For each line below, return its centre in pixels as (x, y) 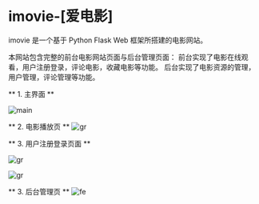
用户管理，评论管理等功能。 (54, 77)
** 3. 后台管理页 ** (39, 191)
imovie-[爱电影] (61, 16)
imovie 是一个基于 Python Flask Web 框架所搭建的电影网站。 (108, 40)
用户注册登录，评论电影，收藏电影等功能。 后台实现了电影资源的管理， (139, 67)
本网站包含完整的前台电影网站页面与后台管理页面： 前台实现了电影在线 (125, 57)
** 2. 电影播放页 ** (39, 126)
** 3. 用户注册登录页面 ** (50, 143)
